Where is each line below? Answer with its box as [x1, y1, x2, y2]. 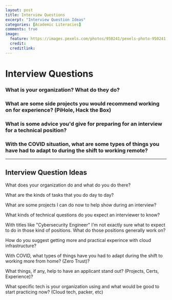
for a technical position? [5, 126, 67, 134]
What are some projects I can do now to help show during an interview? [5, 201, 157, 208]
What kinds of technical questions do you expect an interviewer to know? [5, 212, 160, 218]
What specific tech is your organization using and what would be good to [5, 283, 160, 289]
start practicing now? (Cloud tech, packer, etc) [5, 289, 103, 295]
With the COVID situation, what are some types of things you [5, 140, 160, 147]
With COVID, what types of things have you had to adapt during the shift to [5, 252, 163, 258]
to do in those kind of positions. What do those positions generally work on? [5, 227, 166, 233]
